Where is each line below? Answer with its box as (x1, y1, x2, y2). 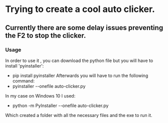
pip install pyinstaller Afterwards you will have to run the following (12, 72, 148, 78)
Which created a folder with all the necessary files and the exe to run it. (5, 112, 152, 118)
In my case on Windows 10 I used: (5, 92, 76, 98)
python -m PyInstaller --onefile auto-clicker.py (12, 102, 109, 108)
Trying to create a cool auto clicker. (5, 3, 155, 15)
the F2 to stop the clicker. (5, 31, 86, 39)
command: (12, 77, 35, 83)
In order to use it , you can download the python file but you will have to (5, 57, 153, 63)
